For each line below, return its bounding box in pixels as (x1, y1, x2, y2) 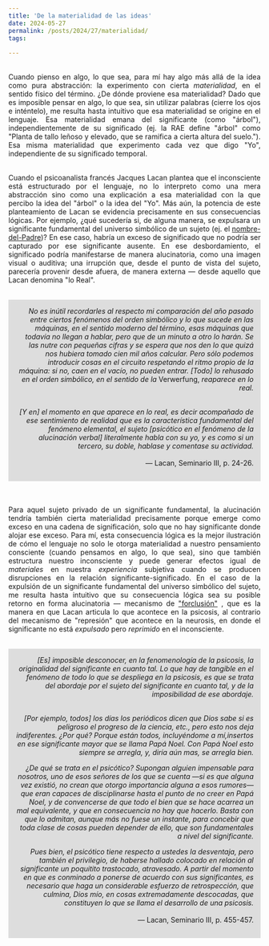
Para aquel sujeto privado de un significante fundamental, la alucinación (8, 505, 261, 514)
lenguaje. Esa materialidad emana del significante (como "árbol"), (8, 115, 261, 124)
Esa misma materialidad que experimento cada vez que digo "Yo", (8, 140, 261, 150)
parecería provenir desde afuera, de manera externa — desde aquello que (8, 266, 261, 277)
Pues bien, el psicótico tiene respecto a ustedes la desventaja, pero (30, 847, 254, 857)
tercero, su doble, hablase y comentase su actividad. (78, 441, 254, 451)
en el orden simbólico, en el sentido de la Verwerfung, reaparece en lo (21, 375, 254, 384)
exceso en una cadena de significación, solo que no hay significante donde (8, 522, 261, 532)
